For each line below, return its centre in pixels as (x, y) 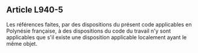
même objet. (22, 43)
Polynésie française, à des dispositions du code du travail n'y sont (88, 31)
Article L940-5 (35, 10)
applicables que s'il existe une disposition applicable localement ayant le (97, 37)
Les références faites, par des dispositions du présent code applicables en (99, 24)
